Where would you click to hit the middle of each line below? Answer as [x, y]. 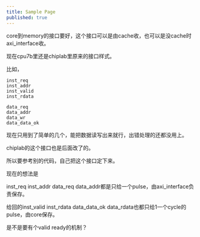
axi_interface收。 [28, 43]
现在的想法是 [22, 173]
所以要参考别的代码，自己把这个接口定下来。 [62, 161]
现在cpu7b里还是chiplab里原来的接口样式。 [61, 56]
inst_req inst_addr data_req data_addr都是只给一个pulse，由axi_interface [98, 186]
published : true [27, 18]
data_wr [16, 118]
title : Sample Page [31, 12]
